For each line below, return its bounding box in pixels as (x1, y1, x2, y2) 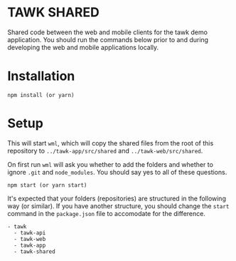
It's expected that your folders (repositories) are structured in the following (7, 194, 226, 203)
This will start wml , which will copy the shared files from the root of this (7, 138, 214, 147)
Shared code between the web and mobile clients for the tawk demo (7, 28, 208, 36)
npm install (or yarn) (7, 91, 75, 98)
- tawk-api (14, 229, 46, 236)
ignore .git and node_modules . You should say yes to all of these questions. (7, 168, 227, 176)
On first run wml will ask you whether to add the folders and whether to (7, 160, 213, 168)
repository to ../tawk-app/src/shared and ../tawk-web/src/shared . (7, 146, 203, 155)
